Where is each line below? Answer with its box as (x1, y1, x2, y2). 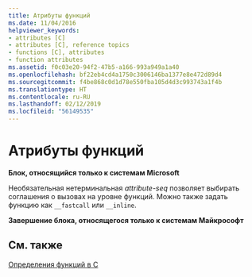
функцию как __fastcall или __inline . (8, 200, 137, 210)
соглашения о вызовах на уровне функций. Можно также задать (8, 191, 228, 201)
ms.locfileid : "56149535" (8, 108, 94, 116)
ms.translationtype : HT (8, 85, 87, 94)
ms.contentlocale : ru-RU (8, 93, 91, 101)
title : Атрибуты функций (8, 11, 91, 20)
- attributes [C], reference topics (8, 41, 130, 49)
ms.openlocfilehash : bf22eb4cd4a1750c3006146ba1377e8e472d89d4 (8, 71, 223, 79)
